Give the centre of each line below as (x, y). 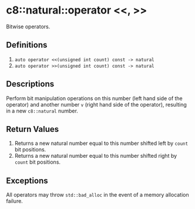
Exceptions (27, 180)
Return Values (33, 129)
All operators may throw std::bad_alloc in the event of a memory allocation (97, 195)
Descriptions (30, 84)
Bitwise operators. (28, 26)
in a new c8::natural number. (42, 111)
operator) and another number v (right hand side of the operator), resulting (96, 104)
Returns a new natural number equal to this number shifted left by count (101, 143)
